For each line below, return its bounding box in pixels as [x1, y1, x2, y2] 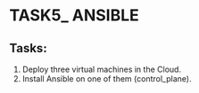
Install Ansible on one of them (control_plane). [21, 74, 192, 84]
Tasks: [9, 41, 47, 56]
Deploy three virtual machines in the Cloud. [21, 64, 181, 74]
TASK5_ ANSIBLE [9, 5, 140, 26]
